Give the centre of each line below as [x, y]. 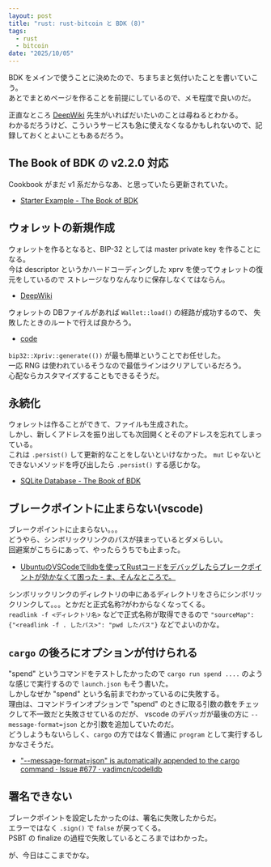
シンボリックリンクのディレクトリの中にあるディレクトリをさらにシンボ [129, 594]
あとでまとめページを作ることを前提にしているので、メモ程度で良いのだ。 [132, 98]
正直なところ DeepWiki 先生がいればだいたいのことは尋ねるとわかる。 [125, 115]
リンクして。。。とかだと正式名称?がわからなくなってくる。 [112, 605]
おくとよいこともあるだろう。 [78, 135]
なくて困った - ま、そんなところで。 [116, 577]
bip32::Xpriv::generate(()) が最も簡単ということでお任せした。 [116, 355]
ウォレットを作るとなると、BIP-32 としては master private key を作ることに [135, 249]
